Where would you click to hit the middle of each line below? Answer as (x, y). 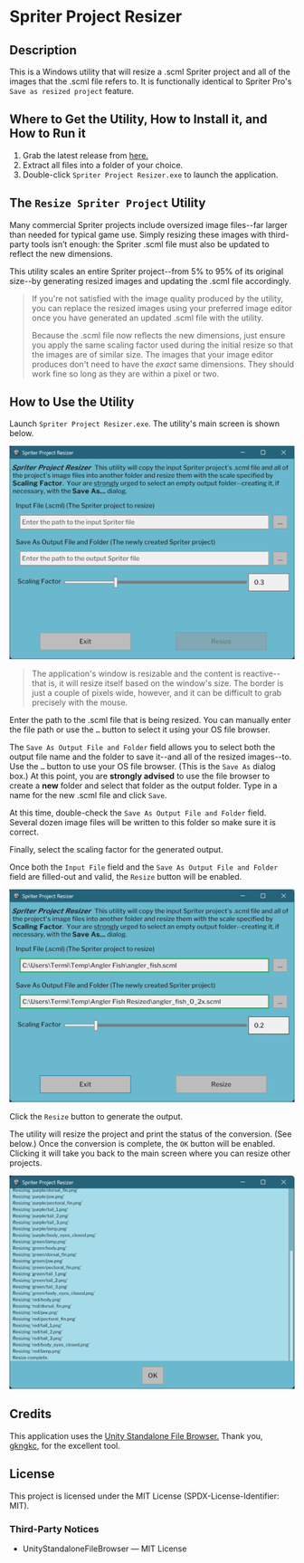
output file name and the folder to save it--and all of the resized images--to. (151, 757)
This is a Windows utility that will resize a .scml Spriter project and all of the (150, 71)
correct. (24, 832)
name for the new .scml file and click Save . (88, 795)
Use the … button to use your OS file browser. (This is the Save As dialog (142, 766)
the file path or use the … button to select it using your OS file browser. (140, 729)
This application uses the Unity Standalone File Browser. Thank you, (136, 1435)
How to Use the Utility (72, 402)
